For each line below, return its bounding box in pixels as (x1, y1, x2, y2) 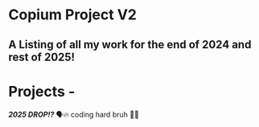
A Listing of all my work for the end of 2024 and (8, 38, 252, 51)
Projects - (8, 82, 76, 100)
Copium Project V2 (8, 6, 137, 24)
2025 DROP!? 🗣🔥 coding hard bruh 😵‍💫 (8, 109, 139, 119)
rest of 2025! (8, 50, 75, 63)
